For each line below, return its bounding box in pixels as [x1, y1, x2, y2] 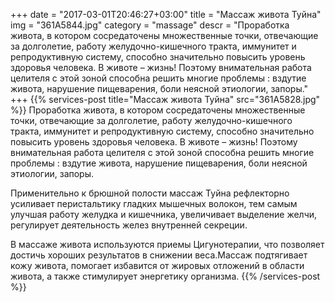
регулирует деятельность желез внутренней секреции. [10, 219, 248, 231]
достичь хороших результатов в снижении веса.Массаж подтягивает [10, 249, 308, 261]
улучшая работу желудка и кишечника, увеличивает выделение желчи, [10, 209, 318, 220]
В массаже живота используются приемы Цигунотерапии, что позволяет [10, 239, 325, 250]
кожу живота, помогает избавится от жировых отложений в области [10, 260, 305, 271]
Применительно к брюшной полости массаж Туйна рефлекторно [10, 187, 290, 199]
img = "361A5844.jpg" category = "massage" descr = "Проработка [10, 19, 290, 31]
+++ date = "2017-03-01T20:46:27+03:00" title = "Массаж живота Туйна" [10, 9, 322, 20]
